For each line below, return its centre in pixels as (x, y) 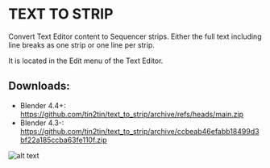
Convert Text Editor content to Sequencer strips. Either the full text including (135, 36)
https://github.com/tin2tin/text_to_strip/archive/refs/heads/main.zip (132, 114)
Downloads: (39, 86)
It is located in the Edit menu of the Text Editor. (86, 61)
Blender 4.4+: (43, 105)
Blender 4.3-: (42, 123)
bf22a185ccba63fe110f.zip (63, 140)
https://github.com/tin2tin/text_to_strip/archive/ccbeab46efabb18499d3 (139, 131)
